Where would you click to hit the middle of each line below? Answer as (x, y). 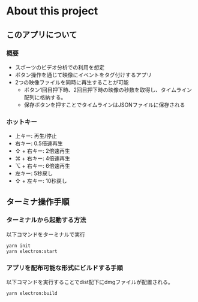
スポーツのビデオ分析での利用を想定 (60, 67)
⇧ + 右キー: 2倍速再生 (42, 151)
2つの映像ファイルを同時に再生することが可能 (72, 82)
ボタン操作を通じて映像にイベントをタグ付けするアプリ (83, 75)
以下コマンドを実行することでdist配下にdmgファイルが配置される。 (90, 282)
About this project (52, 11)
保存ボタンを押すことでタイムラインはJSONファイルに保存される (104, 105)
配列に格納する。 (45, 97)
